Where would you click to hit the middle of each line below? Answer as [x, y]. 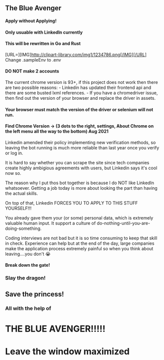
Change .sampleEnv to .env [33, 60]
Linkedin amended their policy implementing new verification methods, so [81, 142]
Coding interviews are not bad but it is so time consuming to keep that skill [81, 238]
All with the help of [28, 308]
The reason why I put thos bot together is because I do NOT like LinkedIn [80, 183]
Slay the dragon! [26, 278]
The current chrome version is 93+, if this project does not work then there [82, 82]
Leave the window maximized [67, 351]
